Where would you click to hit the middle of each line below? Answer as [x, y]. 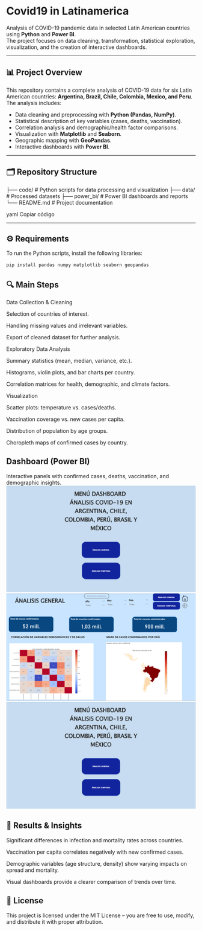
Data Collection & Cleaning [39, 302]
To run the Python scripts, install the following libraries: [74, 253]
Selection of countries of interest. [47, 314]
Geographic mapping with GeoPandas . [63, 140]
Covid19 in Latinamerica [68, 11]
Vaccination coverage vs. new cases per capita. [66, 419]
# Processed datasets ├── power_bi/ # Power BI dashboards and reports [97, 196]
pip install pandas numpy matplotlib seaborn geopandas [78, 265]
